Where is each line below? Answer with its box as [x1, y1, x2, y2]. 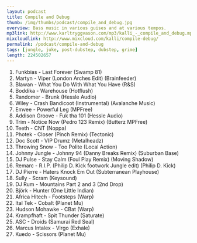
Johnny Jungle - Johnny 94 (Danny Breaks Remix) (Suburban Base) [15, 149, 179, 156]
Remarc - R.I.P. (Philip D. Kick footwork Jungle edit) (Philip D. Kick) [15, 162, 176, 169]
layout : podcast [6, 8, 46, 15]
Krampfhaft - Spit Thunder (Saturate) [15, 212, 105, 219]
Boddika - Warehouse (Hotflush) [15, 87, 94, 94]
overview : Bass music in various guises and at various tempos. [6, 25, 167, 31]
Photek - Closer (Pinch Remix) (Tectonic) [15, 130, 114, 138]
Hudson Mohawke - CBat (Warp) [15, 205, 94, 212]
